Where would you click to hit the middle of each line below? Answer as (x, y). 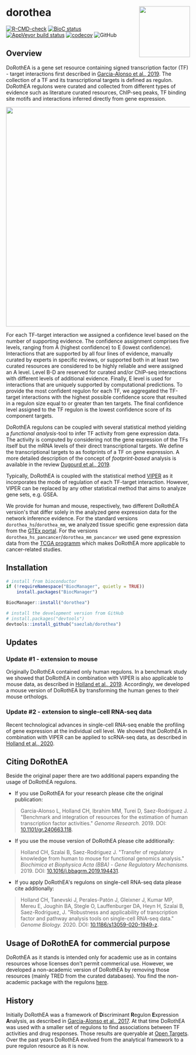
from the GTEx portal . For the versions (52, 531)
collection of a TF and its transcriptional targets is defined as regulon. (90, 80)
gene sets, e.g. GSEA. (32, 494)
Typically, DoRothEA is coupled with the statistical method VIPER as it (90, 476)
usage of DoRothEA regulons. (41, 782)
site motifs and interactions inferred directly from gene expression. (86, 98)
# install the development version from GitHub (65, 613)
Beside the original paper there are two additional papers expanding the (92, 776)
